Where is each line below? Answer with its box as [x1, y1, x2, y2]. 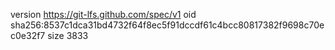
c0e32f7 [10, 30, 46, 41]
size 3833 [47, 30, 89, 41]
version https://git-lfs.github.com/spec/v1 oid [10, 9, 197, 20]
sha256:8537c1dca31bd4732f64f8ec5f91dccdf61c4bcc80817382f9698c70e [10, 19, 325, 31]
